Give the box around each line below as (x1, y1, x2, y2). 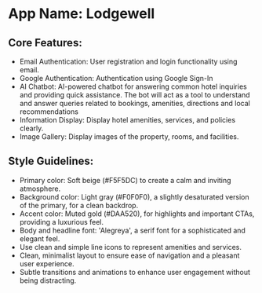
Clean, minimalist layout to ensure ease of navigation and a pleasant (19, 251, 240, 260)
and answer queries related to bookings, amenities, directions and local (19, 99, 251, 108)
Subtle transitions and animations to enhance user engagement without (19, 267, 251, 277)
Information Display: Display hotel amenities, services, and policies (19, 115, 236, 124)
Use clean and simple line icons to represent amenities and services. (19, 242, 242, 251)
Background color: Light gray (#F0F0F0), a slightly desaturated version (19, 192, 249, 201)
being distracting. (19, 276, 77, 285)
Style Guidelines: (8, 155, 94, 168)
